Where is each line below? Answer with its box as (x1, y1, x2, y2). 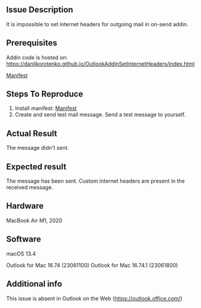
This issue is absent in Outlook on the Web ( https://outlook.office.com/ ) (6, 295, 182, 302)
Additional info (6, 279, 63, 289)
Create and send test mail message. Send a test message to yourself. (14, 111, 186, 118)
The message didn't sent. (6, 144, 69, 152)
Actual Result (6, 128, 57, 138)
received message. (6, 184, 53, 191)
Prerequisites (6, 38, 57, 48)
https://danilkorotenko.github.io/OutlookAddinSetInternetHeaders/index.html (6, 60, 195, 67)
